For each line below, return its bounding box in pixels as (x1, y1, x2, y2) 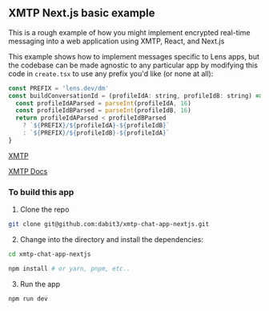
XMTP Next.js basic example (8, 6, 155, 20)
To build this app (8, 186, 74, 197)
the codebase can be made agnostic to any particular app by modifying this (8, 60, 259, 70)
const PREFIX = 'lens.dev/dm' (8, 84, 110, 92)
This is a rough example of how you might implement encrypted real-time (8, 27, 251, 37)
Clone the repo (19, 204, 70, 215)
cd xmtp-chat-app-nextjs (8, 250, 91, 258)
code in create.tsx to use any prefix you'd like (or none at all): (8, 68, 214, 79)
